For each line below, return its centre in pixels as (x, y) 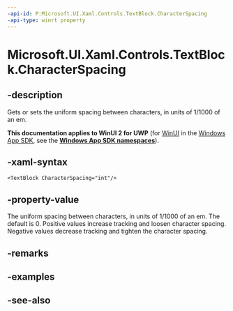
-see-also (29, 301)
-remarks (28, 253)
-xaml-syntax (38, 162)
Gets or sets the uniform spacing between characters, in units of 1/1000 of (114, 112)
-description (35, 95)
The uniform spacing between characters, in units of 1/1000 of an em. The (114, 216)
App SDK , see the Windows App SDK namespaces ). (83, 140)
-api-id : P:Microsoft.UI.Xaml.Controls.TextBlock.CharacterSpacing (107, 14)
